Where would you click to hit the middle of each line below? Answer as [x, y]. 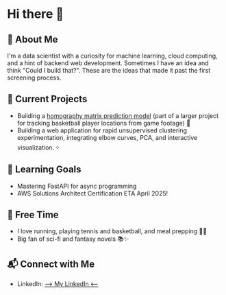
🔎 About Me [33, 39]
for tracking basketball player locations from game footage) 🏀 [103, 123]
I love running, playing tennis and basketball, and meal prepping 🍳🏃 [112, 231]
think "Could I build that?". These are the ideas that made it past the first [109, 70]
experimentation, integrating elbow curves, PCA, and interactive [107, 137]
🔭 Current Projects [47, 99]
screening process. [34, 78]
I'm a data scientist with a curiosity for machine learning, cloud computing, [112, 56]
